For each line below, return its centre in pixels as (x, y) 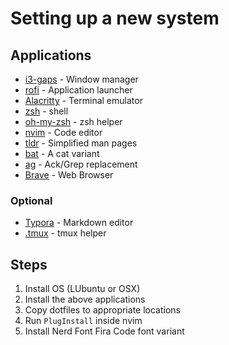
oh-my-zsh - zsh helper (73, 121)
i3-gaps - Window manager (81, 79)
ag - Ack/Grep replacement (81, 164)
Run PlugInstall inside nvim (83, 321)
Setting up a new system (115, 18)
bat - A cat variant (62, 153)
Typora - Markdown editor (79, 223)
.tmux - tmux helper (65, 233)
